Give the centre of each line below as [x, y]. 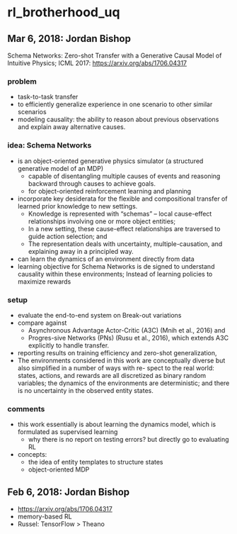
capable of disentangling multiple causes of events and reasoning [124, 176]
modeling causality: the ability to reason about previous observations [118, 119]
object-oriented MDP [59, 469]
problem [22, 81]
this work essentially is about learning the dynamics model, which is [117, 424]
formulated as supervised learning [68, 432]
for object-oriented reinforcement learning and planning [110, 191]
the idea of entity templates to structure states [96, 462]
